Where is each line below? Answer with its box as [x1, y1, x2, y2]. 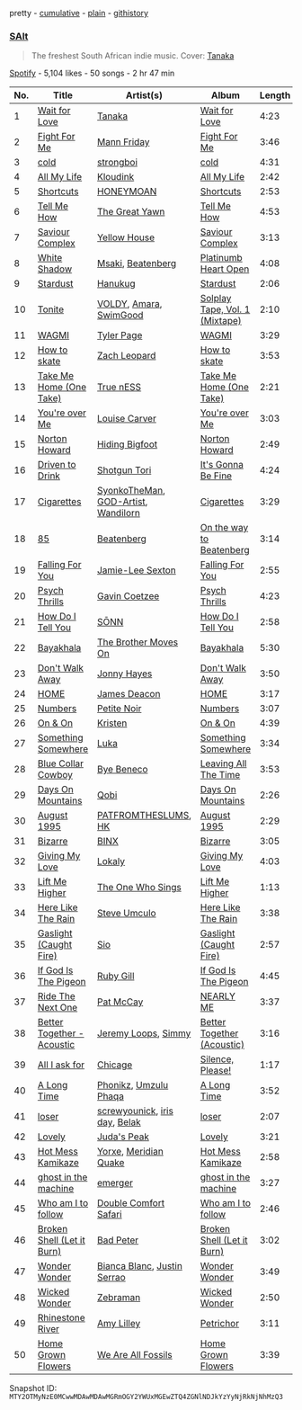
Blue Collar [37, 757, 84, 770]
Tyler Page [97, 329, 143, 342]
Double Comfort [97, 1197, 164, 1209]
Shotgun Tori [97, 464, 152, 477]
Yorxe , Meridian [97, 1146, 164, 1158]
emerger [97, 1177, 133, 1190]
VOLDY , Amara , [97, 298, 163, 310]
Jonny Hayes [97, 667, 153, 680]
